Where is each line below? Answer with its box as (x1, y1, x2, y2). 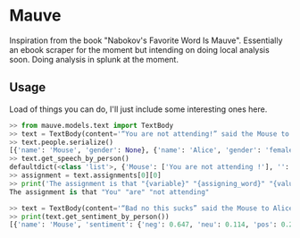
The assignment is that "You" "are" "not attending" (9, 187, 210, 197)
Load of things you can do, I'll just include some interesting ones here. (9, 104, 268, 115)
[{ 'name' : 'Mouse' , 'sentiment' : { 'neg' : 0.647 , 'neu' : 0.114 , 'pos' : (9, 220, 278, 229)
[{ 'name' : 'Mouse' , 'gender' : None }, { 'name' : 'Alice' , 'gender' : (9, 146, 262, 155)
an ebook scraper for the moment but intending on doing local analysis (9, 44, 270, 55)
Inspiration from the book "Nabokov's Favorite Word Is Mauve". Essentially (9, 35, 283, 46)
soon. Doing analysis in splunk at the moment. (9, 54, 179, 64)
